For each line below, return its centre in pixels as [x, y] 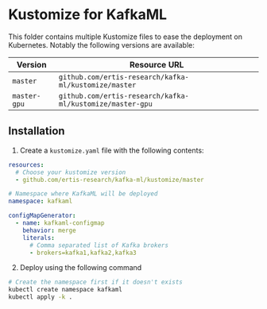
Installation [37, 131]
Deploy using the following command [81, 268]
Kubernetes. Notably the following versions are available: [101, 44]
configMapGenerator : [43, 216]
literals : [39, 238]
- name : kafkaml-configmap [60, 223]
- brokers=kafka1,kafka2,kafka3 [83, 253]
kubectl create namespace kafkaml [66, 290]
